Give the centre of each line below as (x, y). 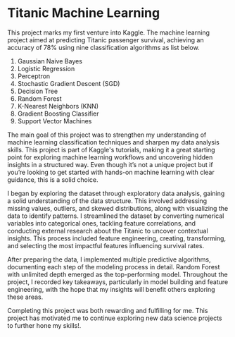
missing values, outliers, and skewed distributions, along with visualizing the (118, 208)
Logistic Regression (46, 68)
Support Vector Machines (55, 121)
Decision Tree (38, 91)
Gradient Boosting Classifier (58, 114)
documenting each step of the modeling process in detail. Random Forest (114, 266)
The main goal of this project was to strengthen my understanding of (107, 135)
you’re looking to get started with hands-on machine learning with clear (111, 172)
